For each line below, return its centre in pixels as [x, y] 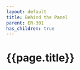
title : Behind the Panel [37, 17]
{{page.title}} [40, 58]
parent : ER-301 [25, 23]
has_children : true [30, 28]
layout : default [26, 12]
